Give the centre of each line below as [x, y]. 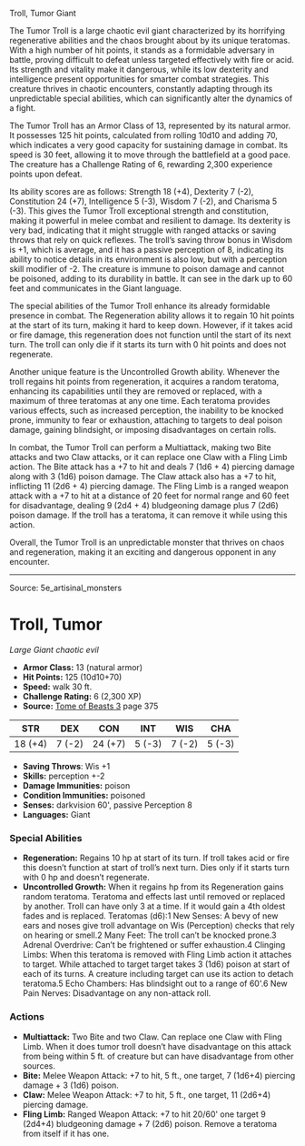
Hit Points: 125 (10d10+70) [72, 677]
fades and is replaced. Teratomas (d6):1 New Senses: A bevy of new [150, 916]
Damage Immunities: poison [76, 785]
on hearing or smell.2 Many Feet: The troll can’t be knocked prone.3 [149, 935]
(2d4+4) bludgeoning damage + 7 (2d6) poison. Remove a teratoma [149, 1123]
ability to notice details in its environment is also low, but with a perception [148, 259]
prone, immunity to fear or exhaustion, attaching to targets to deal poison [146, 420]
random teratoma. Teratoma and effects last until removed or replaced [154, 897]
